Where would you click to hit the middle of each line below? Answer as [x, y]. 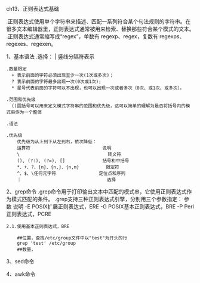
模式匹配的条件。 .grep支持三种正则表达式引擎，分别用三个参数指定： [97, 199]
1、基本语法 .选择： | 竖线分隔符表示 [50, 56]
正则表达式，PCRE [29, 214]
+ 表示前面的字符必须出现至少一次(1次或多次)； [63, 75]
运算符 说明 [64, 148]
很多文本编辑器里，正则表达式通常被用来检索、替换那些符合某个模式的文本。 [100, 29]
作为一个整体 [28, 112]
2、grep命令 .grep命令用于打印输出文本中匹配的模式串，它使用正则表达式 [96, 192]
